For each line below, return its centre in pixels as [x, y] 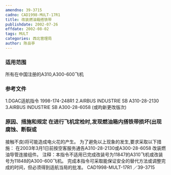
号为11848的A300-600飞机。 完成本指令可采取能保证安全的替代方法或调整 [83, 161]
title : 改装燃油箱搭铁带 [29, 19]
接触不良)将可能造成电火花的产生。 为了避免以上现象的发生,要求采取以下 [81, 142]
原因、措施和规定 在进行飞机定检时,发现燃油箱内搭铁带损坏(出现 [83, 122]
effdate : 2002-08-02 [27, 29]
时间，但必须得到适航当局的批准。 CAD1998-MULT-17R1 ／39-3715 [84, 167]
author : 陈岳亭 [20, 43]
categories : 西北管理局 [29, 39]
